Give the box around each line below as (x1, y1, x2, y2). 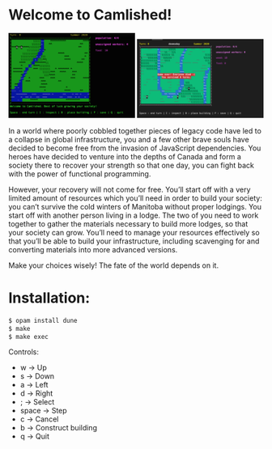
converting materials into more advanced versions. (8, 245, 178, 255)
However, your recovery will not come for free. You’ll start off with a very (8, 184, 251, 195)
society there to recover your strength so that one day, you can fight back (8, 160, 255, 171)
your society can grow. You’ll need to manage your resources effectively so (8, 228, 261, 238)
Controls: (8, 347, 39, 357)
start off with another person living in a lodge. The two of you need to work (8, 210, 259, 220)
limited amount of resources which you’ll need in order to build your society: (8, 193, 263, 203)
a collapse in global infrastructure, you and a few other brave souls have (8, 135, 249, 145)
